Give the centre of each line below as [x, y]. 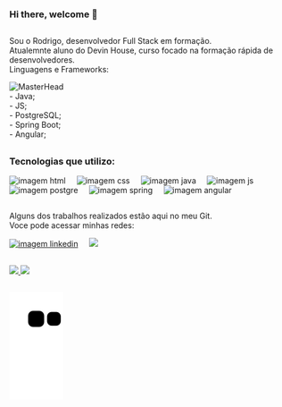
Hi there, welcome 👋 [54, 14]
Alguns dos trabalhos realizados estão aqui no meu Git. [111, 216]
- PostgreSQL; [36, 115]
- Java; [22, 97]
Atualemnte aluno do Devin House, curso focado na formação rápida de [141, 51]
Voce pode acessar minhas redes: [72, 225]
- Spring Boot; [35, 125]
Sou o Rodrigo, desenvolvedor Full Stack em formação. [111, 41]
